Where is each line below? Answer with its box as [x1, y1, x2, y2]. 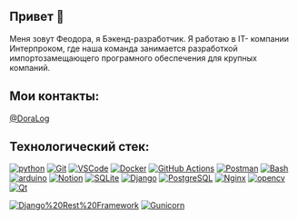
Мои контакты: [9, 88, 100, 105]
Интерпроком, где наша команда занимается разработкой [9, 43, 238, 54]
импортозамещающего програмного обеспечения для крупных [9, 52, 257, 64]
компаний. [9, 62, 51, 73]
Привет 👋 [9, 9, 65, 25]
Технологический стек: [9, 139, 150, 155]
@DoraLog [9, 113, 50, 124]
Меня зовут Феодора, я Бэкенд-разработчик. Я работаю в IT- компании [9, 33, 289, 44]
